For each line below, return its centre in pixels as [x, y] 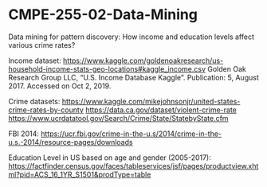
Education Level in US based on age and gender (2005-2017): [110, 158]
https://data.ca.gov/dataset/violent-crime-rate [161, 110]
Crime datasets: [34, 101]
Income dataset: [35, 60]
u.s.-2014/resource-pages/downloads [71, 142]
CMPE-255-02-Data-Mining [103, 15]
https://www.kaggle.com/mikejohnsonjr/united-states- [151, 101]
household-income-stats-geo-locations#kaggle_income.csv [107, 68]
